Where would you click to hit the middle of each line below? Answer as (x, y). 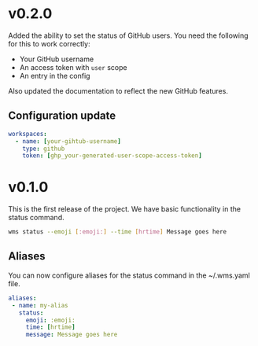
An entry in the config (55, 75)
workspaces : (28, 134)
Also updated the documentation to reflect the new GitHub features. (118, 90)
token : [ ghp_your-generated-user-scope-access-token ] (112, 156)
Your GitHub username (57, 59)
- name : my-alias (40, 305)
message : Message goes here (72, 335)
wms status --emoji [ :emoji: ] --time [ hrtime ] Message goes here (117, 232)
